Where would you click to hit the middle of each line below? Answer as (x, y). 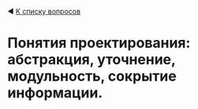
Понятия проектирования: (99, 43)
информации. (55, 93)
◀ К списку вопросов (44, 11)
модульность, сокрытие (92, 76)
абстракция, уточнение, (92, 60)
